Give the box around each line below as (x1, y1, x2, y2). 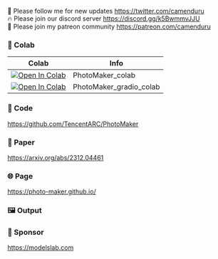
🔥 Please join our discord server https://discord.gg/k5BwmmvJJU (7, 14, 201, 23)
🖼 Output (7, 206, 42, 216)
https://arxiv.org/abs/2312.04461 (7, 153, 104, 162)
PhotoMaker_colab (73, 70, 135, 80)
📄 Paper (7, 137, 36, 147)
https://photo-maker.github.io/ (7, 187, 96, 196)
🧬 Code (7, 103, 33, 113)
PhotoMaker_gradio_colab (73, 82, 160, 92)
